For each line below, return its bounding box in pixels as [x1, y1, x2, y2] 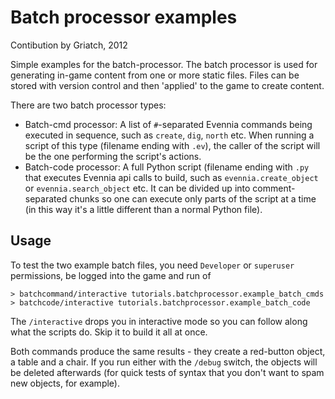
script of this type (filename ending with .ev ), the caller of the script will [24, 139, 321, 151]
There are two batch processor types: [10, 99, 167, 111]
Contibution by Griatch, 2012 [10, 39, 128, 51]
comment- [252, 182, 296, 194]
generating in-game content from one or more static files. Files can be [10, 69, 300, 81]
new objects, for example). [10, 377, 120, 389]
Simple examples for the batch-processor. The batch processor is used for [10, 58, 318, 70]
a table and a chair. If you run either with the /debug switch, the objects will [10, 356, 318, 368]
